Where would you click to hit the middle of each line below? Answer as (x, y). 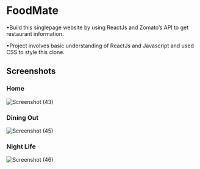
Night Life (21, 147)
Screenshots (31, 71)
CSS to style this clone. (36, 52)
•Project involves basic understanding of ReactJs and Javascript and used (100, 46)
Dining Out (23, 117)
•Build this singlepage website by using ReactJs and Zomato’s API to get (98, 27)
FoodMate (33, 11)
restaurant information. (35, 33)
